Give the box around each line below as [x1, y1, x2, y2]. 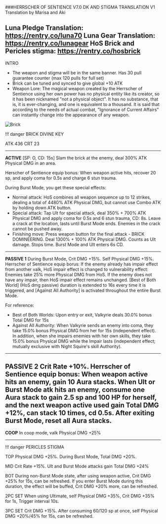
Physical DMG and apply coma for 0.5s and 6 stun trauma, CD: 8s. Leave [12, 215, 161, 221]
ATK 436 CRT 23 [5, 141, 40, 147]
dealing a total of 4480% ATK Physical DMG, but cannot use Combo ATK [12, 199, 161, 205]
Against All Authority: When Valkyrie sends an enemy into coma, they [12, 322, 154, 328]
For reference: [5, 302, 35, 308]
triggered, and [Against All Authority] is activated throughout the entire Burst [5, 287, 161, 293]
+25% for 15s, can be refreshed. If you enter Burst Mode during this [5, 478, 143, 484]
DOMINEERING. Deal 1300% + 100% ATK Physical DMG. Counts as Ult [12, 236, 156, 242]
